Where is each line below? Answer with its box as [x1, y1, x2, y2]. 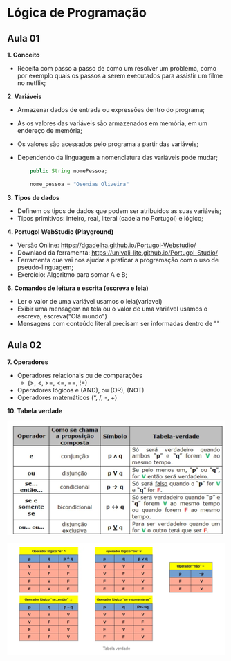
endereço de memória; [17, 127, 83, 134]
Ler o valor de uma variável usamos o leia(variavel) [17, 297, 163, 305]
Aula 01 [7, 33, 40, 44]
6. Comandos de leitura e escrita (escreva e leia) [7, 284, 149, 292]
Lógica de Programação [7, 5, 147, 21]
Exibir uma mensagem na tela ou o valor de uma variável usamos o [17, 305, 208, 313]
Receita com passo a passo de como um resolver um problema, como [17, 64, 216, 72]
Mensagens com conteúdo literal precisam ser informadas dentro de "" [17, 319, 220, 327]
